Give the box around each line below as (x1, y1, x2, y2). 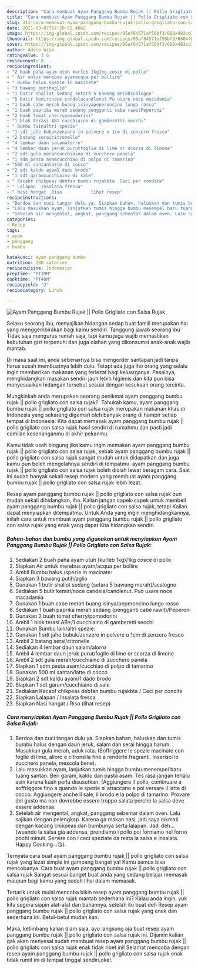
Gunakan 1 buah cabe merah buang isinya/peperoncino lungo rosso (15, 600, 179, 607)
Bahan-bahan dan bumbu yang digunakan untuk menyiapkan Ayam (6, 535, 177, 542)
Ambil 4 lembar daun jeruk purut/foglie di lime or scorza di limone (15, 650, 174, 657)
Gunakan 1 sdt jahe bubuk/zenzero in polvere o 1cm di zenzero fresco (15, 631, 184, 638)
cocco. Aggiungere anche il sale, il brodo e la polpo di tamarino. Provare (15, 791, 190, 798)
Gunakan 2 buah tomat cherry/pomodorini (15, 612, 117, 620)
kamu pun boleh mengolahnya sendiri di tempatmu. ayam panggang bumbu (6, 460, 190, 468)
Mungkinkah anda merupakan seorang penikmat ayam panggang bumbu (6, 392, 183, 400)
